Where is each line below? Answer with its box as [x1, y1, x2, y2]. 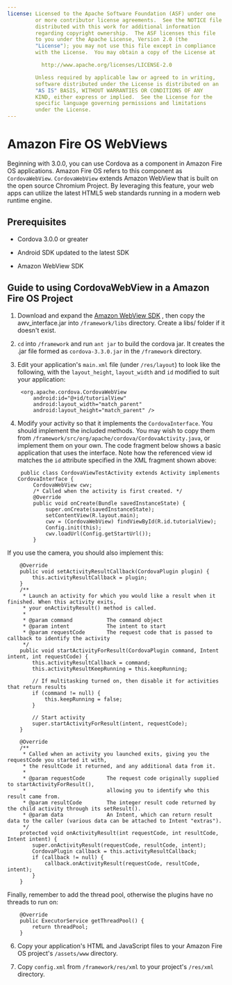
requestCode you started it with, [7, 756, 108, 763]
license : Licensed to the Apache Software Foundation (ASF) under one [7, 10, 216, 17]
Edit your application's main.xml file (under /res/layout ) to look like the [17, 360, 221, 368]
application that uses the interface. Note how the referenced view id [17, 448, 213, 457]
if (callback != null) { [32, 854, 104, 861]
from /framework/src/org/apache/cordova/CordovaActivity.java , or [17, 434, 210, 442]
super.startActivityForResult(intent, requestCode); [32, 720, 188, 727]
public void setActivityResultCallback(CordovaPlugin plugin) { [19, 568, 210, 575]
